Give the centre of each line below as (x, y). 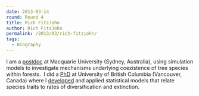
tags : (13, 39)
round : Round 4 (25, 17)
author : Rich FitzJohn (34, 28)
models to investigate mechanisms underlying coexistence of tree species (97, 68)
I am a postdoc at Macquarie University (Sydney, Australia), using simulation (100, 61)
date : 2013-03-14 (28, 12)
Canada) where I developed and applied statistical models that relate (90, 80)
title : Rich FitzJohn (33, 23)
